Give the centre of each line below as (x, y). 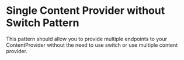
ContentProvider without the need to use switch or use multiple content (92, 45)
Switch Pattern (43, 23)
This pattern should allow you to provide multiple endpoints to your (87, 39)
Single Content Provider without (86, 11)
